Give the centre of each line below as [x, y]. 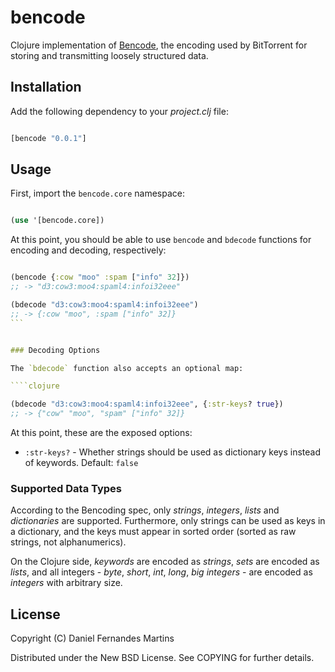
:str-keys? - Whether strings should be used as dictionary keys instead [172, 452]
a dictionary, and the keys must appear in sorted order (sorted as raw [153, 532]
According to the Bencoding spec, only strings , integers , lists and [145, 510]
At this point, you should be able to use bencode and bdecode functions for [161, 240]
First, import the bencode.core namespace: [98, 193]
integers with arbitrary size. [66, 583]
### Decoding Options [55, 350]
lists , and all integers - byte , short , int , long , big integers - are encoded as [161, 572]
